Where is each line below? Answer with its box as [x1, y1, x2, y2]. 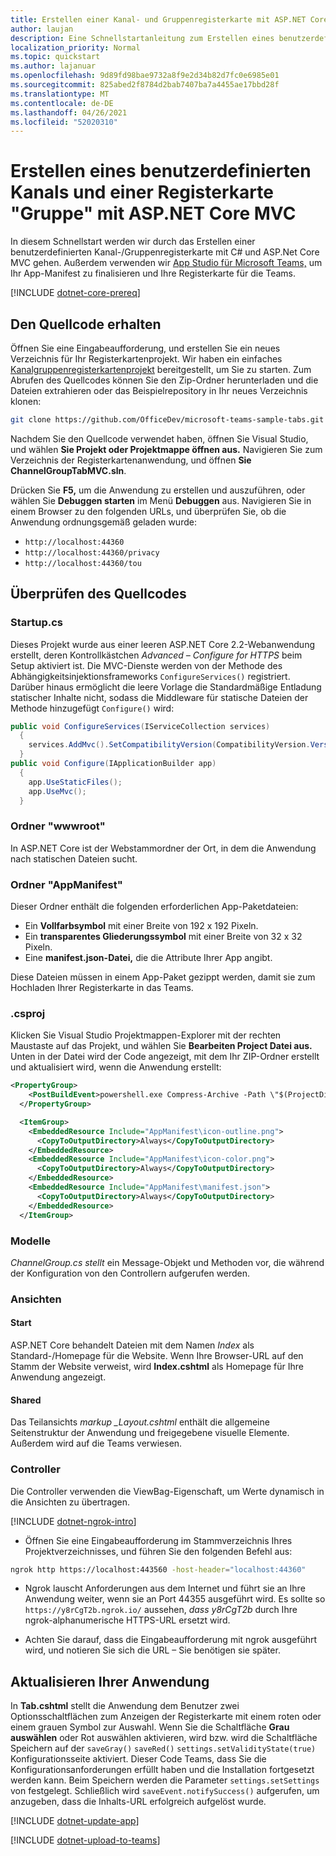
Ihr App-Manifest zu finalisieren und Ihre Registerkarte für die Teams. [10, 267, 297, 280]
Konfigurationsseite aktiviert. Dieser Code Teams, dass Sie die [10, 1753, 267, 1765]
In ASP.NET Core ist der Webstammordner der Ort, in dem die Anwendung [10, 842, 317, 854]
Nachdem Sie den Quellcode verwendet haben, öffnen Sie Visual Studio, [10, 432, 309, 445]
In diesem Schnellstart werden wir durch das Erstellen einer [10, 236, 256, 248]
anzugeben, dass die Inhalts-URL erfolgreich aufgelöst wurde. [10, 1796, 267, 1808]
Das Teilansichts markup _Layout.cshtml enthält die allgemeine [10, 1416, 270, 1428]
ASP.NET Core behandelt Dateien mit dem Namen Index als [10, 1339, 255, 1351]
